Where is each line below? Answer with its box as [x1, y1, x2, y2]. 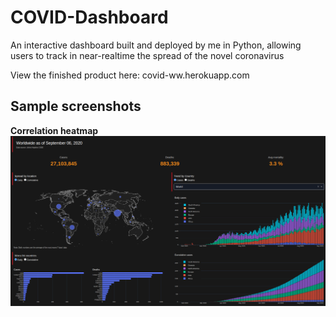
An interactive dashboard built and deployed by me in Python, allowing [10, 39, 302, 51]
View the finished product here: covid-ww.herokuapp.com [10, 69, 250, 81]
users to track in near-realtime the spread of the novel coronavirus [10, 49, 285, 61]
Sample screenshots [10, 98, 142, 115]
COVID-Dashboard [10, 6, 169, 29]
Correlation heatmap [10, 124, 99, 136]
